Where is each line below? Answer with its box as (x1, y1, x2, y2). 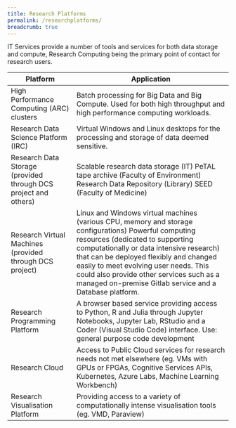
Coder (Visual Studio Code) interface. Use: (76, 325, 218, 335)
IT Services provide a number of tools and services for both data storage (7, 43, 218, 51)
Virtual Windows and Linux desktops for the (76, 124, 221, 134)
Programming (11, 316, 56, 326)
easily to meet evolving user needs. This (76, 261, 209, 271)
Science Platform (11, 133, 68, 143)
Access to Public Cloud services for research (76, 345, 225, 355)
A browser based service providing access (76, 299, 218, 309)
